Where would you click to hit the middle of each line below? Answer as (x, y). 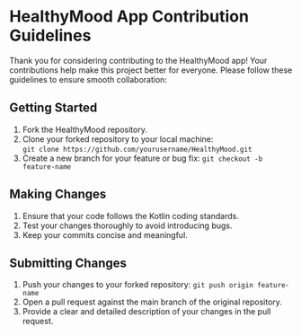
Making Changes (58, 194)
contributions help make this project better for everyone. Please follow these (151, 70)
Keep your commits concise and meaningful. (105, 234)
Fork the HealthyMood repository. (85, 129)
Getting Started (53, 108)
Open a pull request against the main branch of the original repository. (152, 302)
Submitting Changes (68, 263)
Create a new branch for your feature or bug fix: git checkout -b (142, 158)
